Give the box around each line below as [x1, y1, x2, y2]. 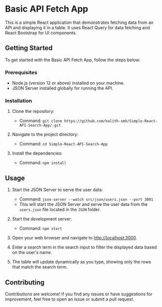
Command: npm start [19, 225, 62, 232]
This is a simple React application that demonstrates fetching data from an [5, 19, 154, 25]
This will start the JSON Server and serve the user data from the [19, 201, 148, 207]
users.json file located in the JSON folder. [19, 207, 101, 213]
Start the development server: [12, 216, 72, 222]
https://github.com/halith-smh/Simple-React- [64, 119, 158, 124]
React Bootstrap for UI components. [5, 30, 77, 36]
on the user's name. [12, 250, 52, 255]
